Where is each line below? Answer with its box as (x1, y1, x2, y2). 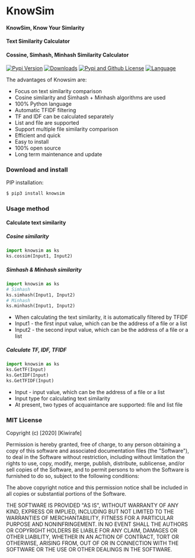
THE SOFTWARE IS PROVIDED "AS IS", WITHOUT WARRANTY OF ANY (6, 502, 179, 509)
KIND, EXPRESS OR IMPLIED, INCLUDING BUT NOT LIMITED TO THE (6, 508, 174, 515)
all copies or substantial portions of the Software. (6, 490, 126, 497)
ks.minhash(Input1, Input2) (6, 303, 76, 309)
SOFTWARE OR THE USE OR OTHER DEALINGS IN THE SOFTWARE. (6, 546, 172, 553)
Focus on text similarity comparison (14, 87, 103, 94)
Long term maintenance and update (14, 150, 103, 158)
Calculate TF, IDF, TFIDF (6, 346, 67, 353)
